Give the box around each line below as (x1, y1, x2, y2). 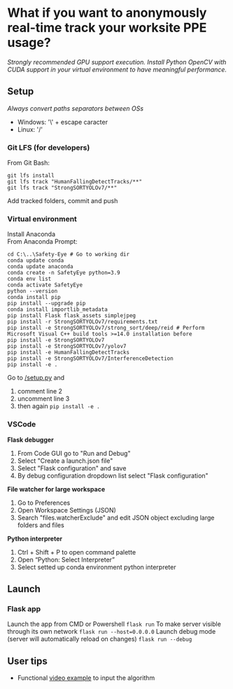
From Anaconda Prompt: (7, 237, 78, 246)
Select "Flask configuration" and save (17, 464, 127, 472)
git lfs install (7, 172, 55, 179)
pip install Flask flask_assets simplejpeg (7, 312, 136, 319)
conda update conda (7, 257, 64, 264)
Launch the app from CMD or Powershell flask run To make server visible (7, 620, 222, 628)
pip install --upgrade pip (7, 300, 86, 307)
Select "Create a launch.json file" (17, 457, 113, 465)
